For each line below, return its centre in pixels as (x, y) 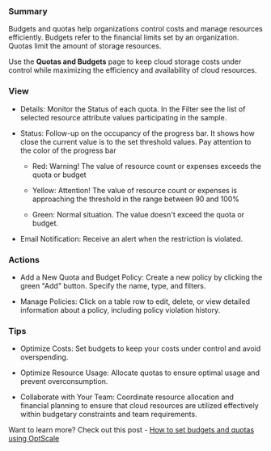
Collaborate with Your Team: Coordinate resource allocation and (127, 397)
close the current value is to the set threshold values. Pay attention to (135, 141)
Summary (28, 11)
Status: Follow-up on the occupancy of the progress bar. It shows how (137, 133)
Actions (24, 259)
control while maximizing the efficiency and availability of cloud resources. (133, 70)
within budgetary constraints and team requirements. (108, 415)
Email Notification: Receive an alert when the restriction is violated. (131, 238)
